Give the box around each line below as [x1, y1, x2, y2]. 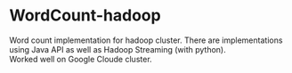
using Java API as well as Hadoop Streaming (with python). [9, 44, 226, 54]
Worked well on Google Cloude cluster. [9, 53, 153, 64]
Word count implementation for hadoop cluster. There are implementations [9, 35, 283, 45]
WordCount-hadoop [9, 5, 162, 26]
